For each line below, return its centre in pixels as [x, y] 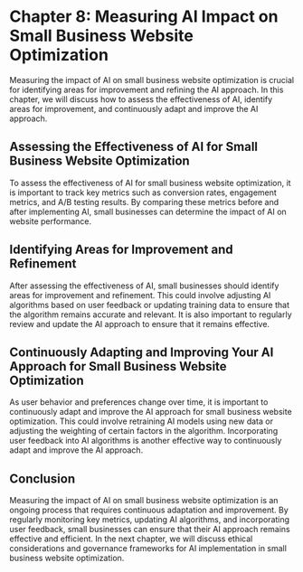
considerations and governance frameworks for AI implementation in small [148, 549]
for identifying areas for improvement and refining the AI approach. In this [147, 89]
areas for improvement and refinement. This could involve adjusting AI [140, 295]
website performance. [51, 221]
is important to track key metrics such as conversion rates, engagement [143, 192]
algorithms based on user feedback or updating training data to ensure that [150, 305]
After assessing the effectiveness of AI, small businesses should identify [144, 286]
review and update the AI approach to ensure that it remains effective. [139, 324]
